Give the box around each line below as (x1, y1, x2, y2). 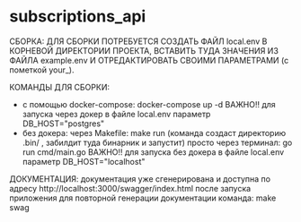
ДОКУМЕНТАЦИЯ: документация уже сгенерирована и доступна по (9, 173, 271, 184)
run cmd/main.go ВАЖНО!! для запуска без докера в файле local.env (22, 146, 285, 158)
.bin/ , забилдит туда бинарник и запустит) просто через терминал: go (22, 137, 293, 148)
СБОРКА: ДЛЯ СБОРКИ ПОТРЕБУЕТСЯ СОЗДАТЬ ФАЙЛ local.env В (9, 36, 268, 47)
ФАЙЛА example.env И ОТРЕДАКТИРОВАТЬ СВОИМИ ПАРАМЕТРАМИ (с (9, 55, 289, 65)
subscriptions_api (9, 6, 146, 27)
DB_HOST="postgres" (22, 118, 105, 129)
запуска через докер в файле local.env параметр (22, 108, 211, 119)
